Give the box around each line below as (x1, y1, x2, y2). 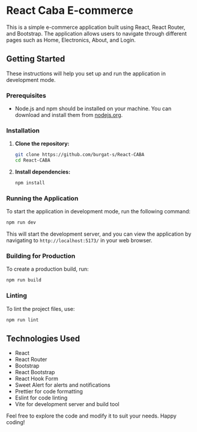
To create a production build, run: (6, 266, 89, 273)
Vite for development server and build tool (14, 401, 120, 408)
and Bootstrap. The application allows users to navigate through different (6, 30, 187, 37)
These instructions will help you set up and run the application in (6, 70, 166, 77)
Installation (6, 126, 40, 134)
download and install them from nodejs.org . (14, 111, 123, 119)
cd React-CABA (14, 157, 50, 163)
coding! (6, 419, 25, 426)
